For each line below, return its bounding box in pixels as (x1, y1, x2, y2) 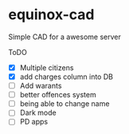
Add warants (19, 81, 62, 91)
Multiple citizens (19, 62, 74, 73)
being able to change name (19, 99, 110, 108)
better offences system (19, 90, 97, 100)
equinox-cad (8, 6, 95, 24)
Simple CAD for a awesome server (8, 32, 121, 41)
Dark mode (19, 108, 57, 117)
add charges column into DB (19, 72, 114, 81)
